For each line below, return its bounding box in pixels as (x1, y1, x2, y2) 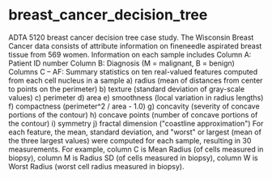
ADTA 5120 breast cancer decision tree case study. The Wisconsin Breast (8, 32, 254, 42)
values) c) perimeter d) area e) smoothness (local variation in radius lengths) (8, 92, 264, 102)
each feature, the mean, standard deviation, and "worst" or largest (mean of (8, 127, 261, 137)
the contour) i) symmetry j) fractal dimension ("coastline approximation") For (8, 118, 264, 128)
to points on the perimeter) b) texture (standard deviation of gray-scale (8, 83, 245, 94)
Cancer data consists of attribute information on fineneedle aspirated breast (8, 40, 262, 50)
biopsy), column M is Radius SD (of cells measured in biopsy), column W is (8, 152, 258, 163)
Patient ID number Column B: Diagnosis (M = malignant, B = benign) (8, 58, 235, 68)
